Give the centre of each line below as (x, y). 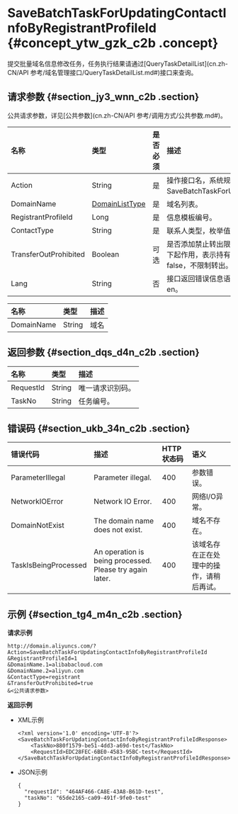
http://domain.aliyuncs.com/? (52, 646)
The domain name (124, 521)
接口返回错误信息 (195, 278)
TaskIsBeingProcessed (49, 565)
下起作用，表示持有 (198, 254)
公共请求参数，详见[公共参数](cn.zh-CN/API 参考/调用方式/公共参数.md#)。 (117, 115)
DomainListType (119, 203)
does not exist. (118, 530)
